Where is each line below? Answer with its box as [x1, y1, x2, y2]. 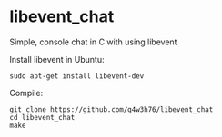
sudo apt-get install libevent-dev [9, 71, 145, 81]
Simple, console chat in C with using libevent [9, 36, 177, 47]
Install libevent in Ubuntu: [9, 54, 105, 64]
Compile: [9, 87, 44, 98]
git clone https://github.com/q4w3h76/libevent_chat [9, 104, 214, 114]
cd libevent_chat [9, 113, 76, 122]
